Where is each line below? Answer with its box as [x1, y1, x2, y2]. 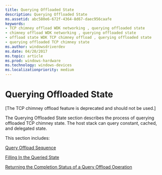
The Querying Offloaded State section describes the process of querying [5, 115, 155, 121]
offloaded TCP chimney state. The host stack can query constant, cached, [5, 120, 157, 126]
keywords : [5, 21, 26, 26]
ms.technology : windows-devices [5, 63, 72, 68]
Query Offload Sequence [5, 145, 56, 151]
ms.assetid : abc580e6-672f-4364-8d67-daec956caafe [5, 16, 112, 21]
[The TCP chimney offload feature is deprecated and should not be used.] [5, 105, 156, 111]
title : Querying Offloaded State [5, 7, 74, 12]
